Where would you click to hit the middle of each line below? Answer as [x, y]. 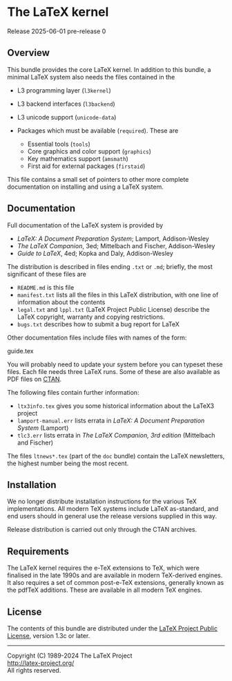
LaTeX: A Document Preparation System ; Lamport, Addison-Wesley [113, 239]
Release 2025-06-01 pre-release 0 [57, 31]
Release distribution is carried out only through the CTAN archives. [102, 530]
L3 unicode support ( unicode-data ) [67, 117]
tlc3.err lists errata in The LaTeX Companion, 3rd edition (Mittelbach [116, 435]
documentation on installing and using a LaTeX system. [86, 187]
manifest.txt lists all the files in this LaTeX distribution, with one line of [118, 295]
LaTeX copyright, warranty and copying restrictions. [91, 317]
